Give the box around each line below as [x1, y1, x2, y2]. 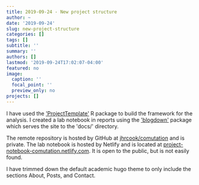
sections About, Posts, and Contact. [6, 172, 96, 179]
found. [6, 154, 23, 161]
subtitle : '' [6, 43, 39, 49]
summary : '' [6, 48, 36, 54]
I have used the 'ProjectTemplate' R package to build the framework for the [6, 109, 193, 117]
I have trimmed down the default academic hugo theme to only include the [6, 165, 191, 172]
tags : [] [6, 37, 28, 43]
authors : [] [6, 54, 36, 60]
